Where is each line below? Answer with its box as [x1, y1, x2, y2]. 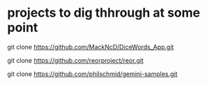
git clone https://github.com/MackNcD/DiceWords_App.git [7, 42, 174, 51]
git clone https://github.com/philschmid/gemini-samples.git [7, 70, 178, 78]
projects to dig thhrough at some [7, 5, 201, 21]
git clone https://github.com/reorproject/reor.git [7, 56, 144, 64]
